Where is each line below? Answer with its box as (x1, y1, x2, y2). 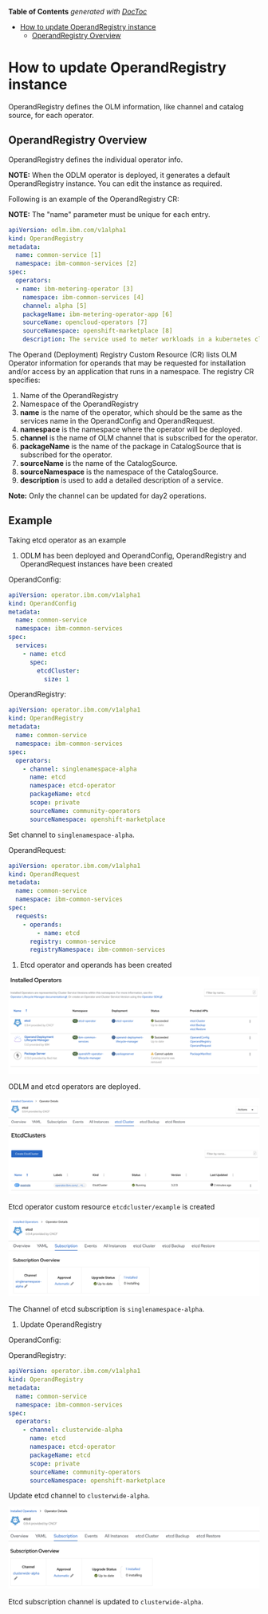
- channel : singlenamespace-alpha (22, 765, 137, 773)
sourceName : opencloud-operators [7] (22, 318, 148, 326)
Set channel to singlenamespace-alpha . (8, 830, 135, 839)
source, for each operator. (8, 110, 94, 120)
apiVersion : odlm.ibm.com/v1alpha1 (8, 226, 127, 234)
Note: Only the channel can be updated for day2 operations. (8, 491, 207, 500)
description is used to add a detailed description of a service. (19, 476, 223, 485)
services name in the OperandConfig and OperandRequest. (19, 416, 215, 425)
